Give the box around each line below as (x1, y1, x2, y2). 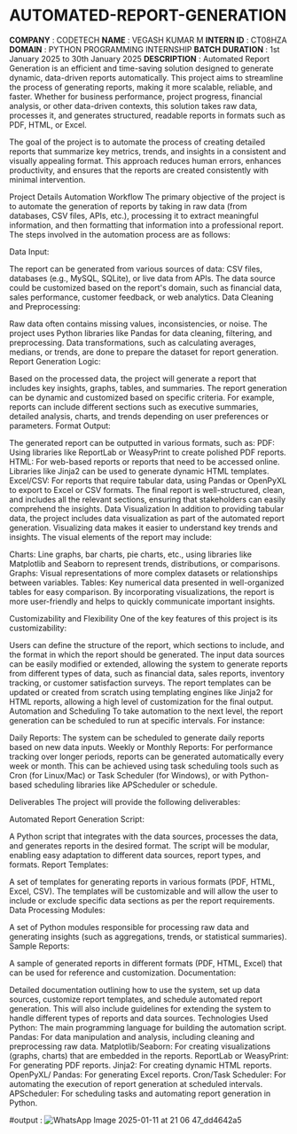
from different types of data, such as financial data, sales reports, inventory (9, 668, 285, 678)
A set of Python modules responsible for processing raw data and (9, 921, 250, 932)
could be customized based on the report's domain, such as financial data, (9, 282, 282, 293)
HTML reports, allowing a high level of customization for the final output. (9, 696, 274, 707)
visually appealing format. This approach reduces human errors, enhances (9, 155, 282, 166)
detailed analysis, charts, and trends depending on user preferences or (9, 411, 269, 421)
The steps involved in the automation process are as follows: (9, 229, 231, 239)
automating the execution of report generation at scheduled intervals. (9, 1078, 263, 1089)
